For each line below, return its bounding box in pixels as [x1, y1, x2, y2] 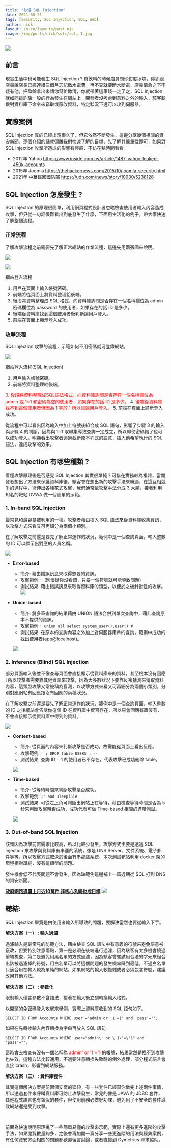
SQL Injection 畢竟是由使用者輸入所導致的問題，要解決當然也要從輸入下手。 [5, 919, 164, 925]
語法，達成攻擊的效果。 [5, 441, 54, 448]
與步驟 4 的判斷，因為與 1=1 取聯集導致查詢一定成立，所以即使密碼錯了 [5, 429, 154, 435]
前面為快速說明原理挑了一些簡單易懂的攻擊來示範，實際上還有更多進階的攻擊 [5, 1123, 166, 1130]
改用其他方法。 [5, 973, 37, 979]
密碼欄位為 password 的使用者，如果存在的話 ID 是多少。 [12, 304, 132, 310]
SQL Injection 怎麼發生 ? [5, 190, 82, 199]
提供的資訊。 [29, 617, 56, 623]
